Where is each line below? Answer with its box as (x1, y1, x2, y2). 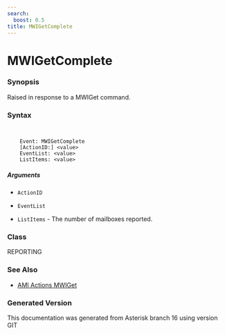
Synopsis (7, 77, 39, 87)
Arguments (7, 171, 41, 179)
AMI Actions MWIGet (17, 280, 78, 289)
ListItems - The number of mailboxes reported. (17, 215, 153, 223)
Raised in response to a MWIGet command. (7, 93, 131, 101)
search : (7, 10, 30, 17)
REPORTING (7, 248, 42, 256)
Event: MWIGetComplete (19, 138, 85, 145)
